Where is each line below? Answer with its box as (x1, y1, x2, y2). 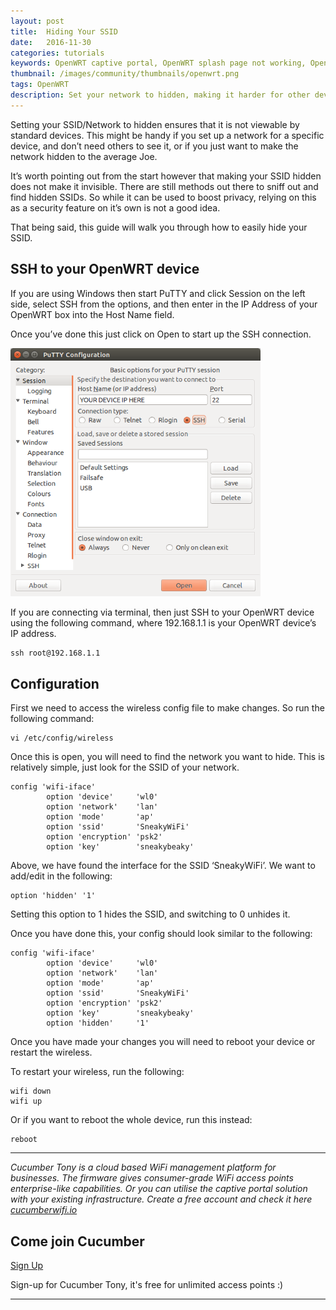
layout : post (10, 16, 65, 26)
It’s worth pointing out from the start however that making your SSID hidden (10, 170, 322, 182)
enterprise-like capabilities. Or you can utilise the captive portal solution (10, 1183, 308, 1195)
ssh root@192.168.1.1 (10, 648, 101, 659)
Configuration (10, 675, 100, 692)
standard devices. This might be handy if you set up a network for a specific (10, 129, 325, 141)
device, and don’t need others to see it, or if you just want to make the (10, 140, 299, 152)
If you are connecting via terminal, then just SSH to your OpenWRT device (10, 606, 315, 619)
